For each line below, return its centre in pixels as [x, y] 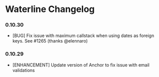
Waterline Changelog [50, 9]
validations [23, 70]
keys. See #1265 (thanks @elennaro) [50, 41]
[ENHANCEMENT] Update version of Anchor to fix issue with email [81, 65]
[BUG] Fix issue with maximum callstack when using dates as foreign [83, 35]
